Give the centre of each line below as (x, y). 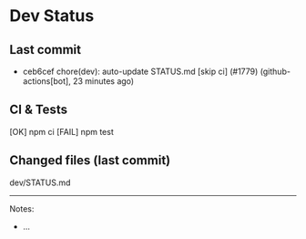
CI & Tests (39, 110)
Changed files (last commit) (90, 161)
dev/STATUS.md (40, 182)
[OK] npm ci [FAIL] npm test (61, 131)
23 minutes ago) (103, 81)
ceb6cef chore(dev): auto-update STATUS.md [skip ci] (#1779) (140, 71)
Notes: (22, 208)
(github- (275, 71)
